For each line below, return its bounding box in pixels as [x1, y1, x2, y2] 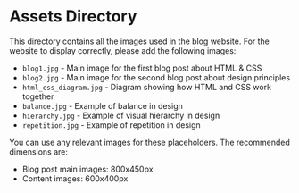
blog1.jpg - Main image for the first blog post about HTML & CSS [21, 63, 262, 73]
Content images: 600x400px [21, 172, 129, 184]
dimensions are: [9, 146, 69, 157]
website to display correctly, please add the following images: [9, 45, 237, 55]
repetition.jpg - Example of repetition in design [21, 119, 201, 130]
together [21, 91, 54, 102]
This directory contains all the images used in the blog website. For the [9, 36, 270, 46]
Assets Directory [9, 6, 137, 27]
